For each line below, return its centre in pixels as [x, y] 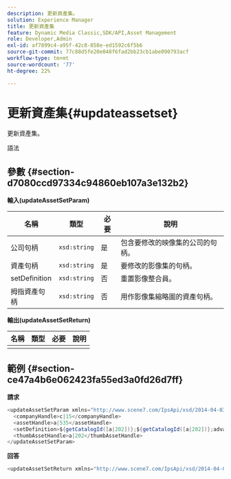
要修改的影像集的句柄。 [159, 266]
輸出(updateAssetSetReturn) [49, 320]
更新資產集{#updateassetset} [93, 113]
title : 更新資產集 [31, 26]
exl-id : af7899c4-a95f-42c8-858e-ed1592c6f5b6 [75, 45]
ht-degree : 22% [29, 71]
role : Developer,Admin [40, 39]
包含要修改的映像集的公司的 [166, 243]
